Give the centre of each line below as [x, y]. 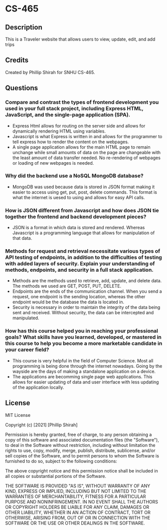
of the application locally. [38, 387]
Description [24, 27]
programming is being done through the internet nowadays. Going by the [87, 366]
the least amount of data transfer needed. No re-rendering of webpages [86, 158]
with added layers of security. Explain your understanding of [80, 264]
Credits [17, 60]
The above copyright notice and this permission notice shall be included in [82, 470]
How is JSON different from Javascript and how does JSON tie [82, 210]
